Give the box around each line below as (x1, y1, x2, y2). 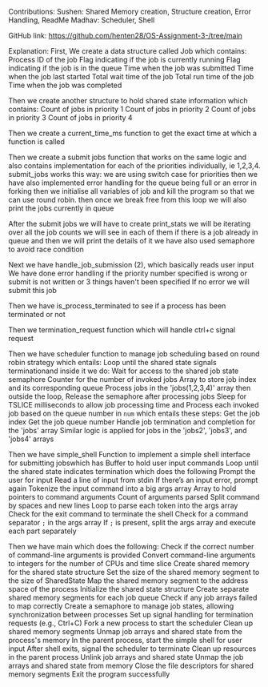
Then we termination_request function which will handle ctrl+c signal (8, 325, 236, 335)
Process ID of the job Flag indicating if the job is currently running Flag (8, 55, 242, 64)
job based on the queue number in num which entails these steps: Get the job (8, 408, 260, 418)
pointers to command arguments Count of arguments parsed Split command (8, 492, 260, 501)
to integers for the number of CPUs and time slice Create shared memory (8, 559, 250, 568)
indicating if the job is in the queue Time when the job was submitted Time (8, 63, 254, 73)
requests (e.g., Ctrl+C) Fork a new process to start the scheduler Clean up (8, 618, 254, 628)
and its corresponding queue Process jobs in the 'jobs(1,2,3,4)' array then (8, 384, 251, 392)
